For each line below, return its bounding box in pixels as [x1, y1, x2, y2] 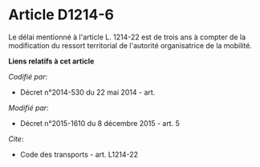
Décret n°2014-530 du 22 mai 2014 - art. [19, 87, 156, 97]
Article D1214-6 [8, 6, 115, 24]
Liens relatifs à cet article [8, 56, 95, 66]
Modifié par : [8, 103, 50, 112]
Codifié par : [8, 71, 48, 81]
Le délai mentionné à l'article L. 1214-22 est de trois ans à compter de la [8, 32, 246, 42]
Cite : [8, 134, 24, 144]
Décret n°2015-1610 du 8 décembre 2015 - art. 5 [19, 118, 181, 128]
